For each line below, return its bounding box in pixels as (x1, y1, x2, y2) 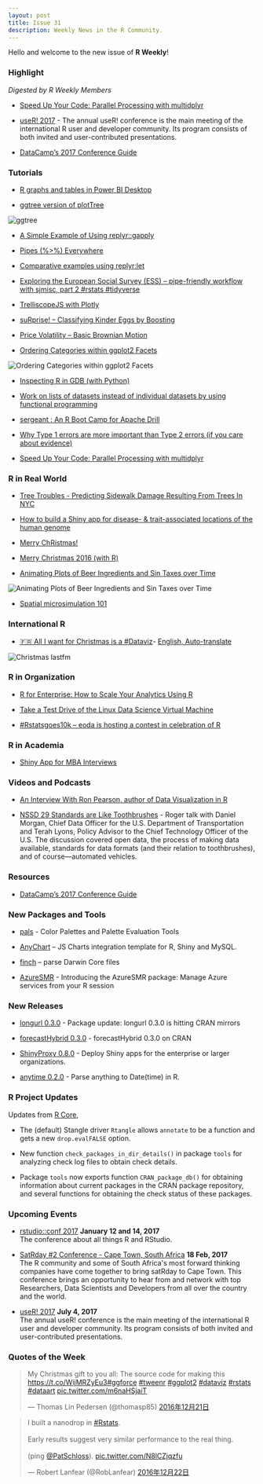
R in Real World (8, 473, 68, 484)
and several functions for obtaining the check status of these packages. (19, 1189, 253, 1198)
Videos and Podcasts (8, 777, 91, 788)
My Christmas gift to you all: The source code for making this (27, 1369, 225, 1379)
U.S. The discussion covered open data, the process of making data (19, 835, 239, 845)
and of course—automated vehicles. (19, 852, 137, 861)
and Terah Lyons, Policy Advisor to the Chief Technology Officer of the (19, 826, 249, 837)
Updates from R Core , (8, 1109, 79, 1119)
